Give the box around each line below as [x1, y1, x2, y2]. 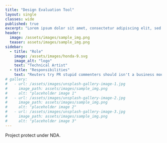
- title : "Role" [9, 49, 43, 54]
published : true [5, 21, 39, 26]
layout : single [5, 12, 37, 17]
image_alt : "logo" [14, 58, 52, 63]
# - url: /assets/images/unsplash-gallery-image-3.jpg [5, 109, 126, 115]
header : [5, 30, 21, 35]
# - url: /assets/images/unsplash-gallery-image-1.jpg [5, 81, 126, 86]
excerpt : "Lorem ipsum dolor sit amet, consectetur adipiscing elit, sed [5, 26, 162, 31]
